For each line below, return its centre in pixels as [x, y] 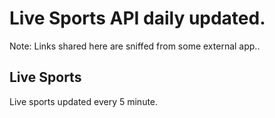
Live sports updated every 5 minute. [84, 101]
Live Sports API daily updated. [137, 18]
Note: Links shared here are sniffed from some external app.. [135, 46]
